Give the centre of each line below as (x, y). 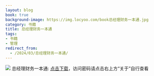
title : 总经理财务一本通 (29, 29)
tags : (11, 34)
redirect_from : (22, 48)
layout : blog (19, 10)
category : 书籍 (21, 24)
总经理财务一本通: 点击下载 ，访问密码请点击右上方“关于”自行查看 (80, 68)
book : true (17, 15)
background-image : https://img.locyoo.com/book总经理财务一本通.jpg (77, 20)
